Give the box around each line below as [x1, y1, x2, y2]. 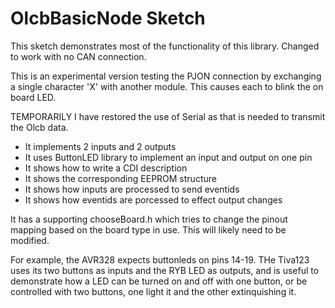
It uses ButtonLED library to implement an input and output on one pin [24, 151, 313, 163]
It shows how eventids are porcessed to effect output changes [24, 193, 283, 206]
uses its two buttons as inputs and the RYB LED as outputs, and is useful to [10, 264, 320, 276]
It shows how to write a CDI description [24, 162, 188, 174]
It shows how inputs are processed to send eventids [24, 183, 240, 195]
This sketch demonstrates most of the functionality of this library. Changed [10, 40, 320, 52]
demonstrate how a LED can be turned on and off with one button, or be [10, 275, 308, 287]
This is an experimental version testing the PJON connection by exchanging [10, 70, 322, 82]
